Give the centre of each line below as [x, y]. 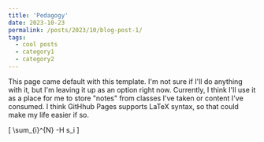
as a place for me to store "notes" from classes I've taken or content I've [126, 98]
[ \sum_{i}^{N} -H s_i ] [44, 129]
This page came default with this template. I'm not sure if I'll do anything [125, 81]
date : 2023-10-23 [37, 23]
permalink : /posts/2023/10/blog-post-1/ [76, 30]
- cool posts [37, 45]
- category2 [35, 60]
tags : [17, 37]
